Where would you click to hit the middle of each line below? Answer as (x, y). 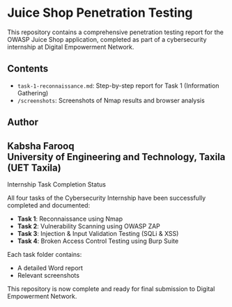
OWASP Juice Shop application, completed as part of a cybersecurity (107, 39)
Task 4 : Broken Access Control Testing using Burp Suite (98, 241)
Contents (28, 69)
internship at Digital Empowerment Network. (71, 47)
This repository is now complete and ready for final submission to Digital (111, 289)
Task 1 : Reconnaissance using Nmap (70, 219)
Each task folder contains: (45, 254)
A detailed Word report (50, 268)
